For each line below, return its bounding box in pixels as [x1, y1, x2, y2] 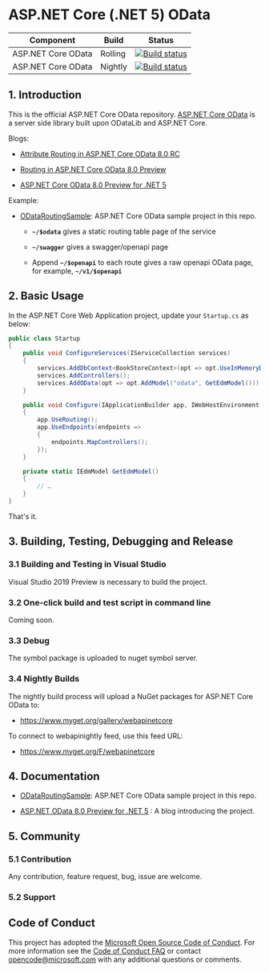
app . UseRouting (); [37, 416, 98, 424]
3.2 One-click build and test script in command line [8, 597, 211, 608]
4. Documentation [8, 770, 100, 783]
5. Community [8, 830, 81, 843]
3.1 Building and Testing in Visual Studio [8, 558, 167, 570]
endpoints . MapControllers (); [50, 438, 149, 446]
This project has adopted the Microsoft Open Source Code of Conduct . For [8, 938, 255, 947]
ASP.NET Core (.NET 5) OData [8, 6, 211, 24]
